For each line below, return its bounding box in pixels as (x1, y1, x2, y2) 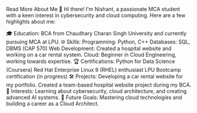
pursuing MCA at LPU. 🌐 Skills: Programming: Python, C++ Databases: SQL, (6, 38, 191, 45)
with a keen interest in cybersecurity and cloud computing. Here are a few (6, 12, 186, 19)
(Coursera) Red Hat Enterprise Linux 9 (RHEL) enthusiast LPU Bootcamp (6, 67, 181, 73)
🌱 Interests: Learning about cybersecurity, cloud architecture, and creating (6, 88, 187, 94)
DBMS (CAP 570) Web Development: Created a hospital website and (6, 45, 172, 52)
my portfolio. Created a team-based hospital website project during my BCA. (6, 81, 192, 88)
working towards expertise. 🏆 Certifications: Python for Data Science (6, 58, 175, 65)
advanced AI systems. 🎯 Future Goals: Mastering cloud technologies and (6, 94, 182, 101)
